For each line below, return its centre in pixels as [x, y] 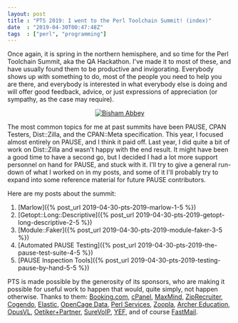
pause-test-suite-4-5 [49, 253]
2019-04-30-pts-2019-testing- [176, 260]
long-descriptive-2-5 [48, 223]
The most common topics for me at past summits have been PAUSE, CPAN [117, 127]
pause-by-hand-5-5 [47, 268]
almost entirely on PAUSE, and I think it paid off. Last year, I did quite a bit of [119, 142]
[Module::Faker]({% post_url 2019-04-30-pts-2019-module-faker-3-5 [120, 230]
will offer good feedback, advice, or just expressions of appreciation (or [113, 92]
